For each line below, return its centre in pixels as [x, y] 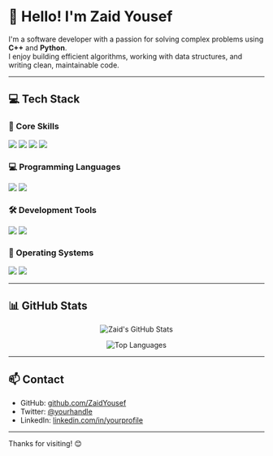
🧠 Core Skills [34, 127]
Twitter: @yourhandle [56, 412]
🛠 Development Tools [53, 210]
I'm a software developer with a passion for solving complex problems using [136, 39]
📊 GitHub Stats [48, 305]
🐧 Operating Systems [51, 253]
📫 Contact [37, 379]
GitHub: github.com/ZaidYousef [73, 403]
